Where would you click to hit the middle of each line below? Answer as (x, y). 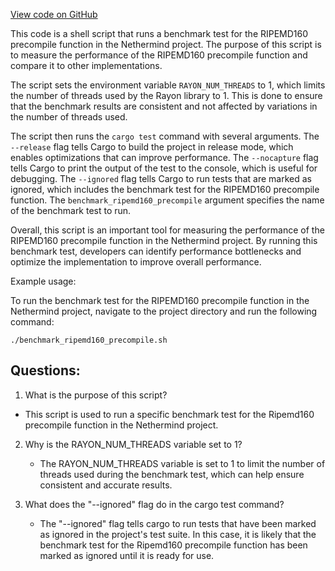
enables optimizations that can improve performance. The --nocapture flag (164, 157)
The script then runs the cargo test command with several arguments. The (165, 136)
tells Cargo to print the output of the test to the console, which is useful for (164, 168)
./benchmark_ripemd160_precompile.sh (89, 340)
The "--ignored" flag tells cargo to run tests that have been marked (178, 523)
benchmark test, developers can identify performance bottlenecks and (156, 251)
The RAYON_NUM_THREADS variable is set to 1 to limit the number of (182, 463)
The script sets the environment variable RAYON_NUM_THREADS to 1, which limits (168, 85)
